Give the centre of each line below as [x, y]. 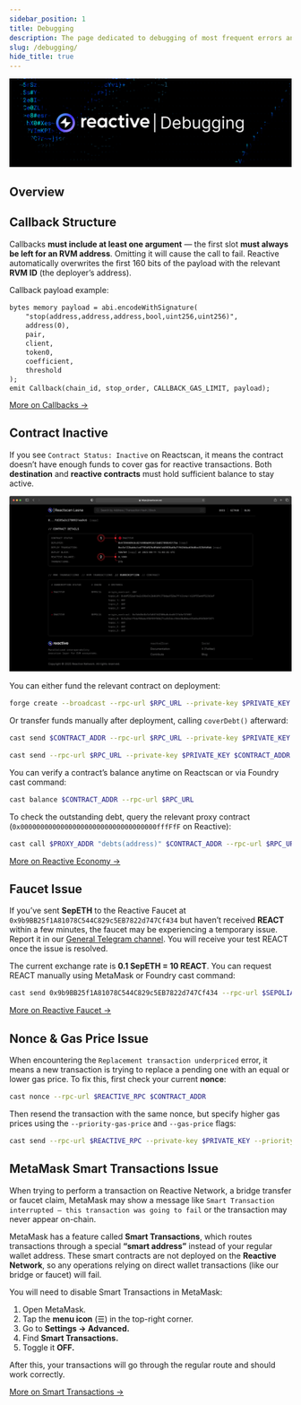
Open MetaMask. [54, 1309]
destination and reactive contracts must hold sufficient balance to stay [142, 473]
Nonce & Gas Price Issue [79, 1039]
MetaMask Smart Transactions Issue [114, 1169]
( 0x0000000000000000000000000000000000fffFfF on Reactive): [120, 826]
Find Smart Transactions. [70, 1338]
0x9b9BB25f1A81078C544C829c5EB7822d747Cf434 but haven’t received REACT [147, 920]
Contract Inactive [59, 434]
